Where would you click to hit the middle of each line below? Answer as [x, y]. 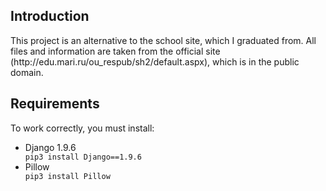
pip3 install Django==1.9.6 [83, 157]
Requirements [55, 104]
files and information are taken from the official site [115, 51]
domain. [27, 72]
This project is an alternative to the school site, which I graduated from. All [163, 40]
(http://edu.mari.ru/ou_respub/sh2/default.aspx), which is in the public [155, 61]
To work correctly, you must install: [82, 128]
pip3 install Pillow [67, 176]
